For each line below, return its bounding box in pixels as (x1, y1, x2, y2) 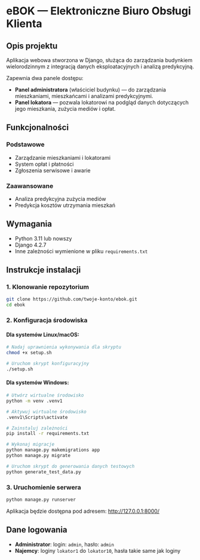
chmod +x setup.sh (6, 350, 52, 356)
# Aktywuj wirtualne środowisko (6, 409, 87, 415)
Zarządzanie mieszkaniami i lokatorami (14, 154, 111, 161)
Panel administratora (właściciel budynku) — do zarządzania (14, 86, 166, 93)
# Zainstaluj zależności (6, 425, 68, 431)
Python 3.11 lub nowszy (14, 235, 72, 242)
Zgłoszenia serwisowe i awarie (14, 166, 91, 174)
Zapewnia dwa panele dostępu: (6, 75, 84, 81)
